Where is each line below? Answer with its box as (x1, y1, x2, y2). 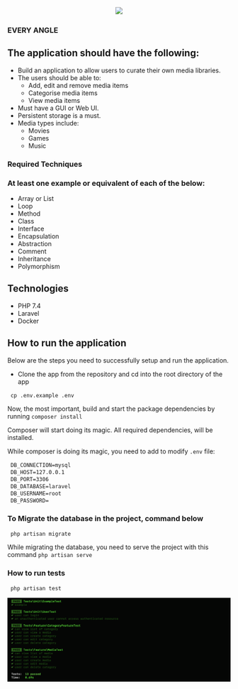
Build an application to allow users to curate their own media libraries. (17, 66, 221, 75)
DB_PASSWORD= (10, 497, 50, 504)
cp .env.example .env (10, 392, 74, 399)
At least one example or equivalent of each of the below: (7, 178, 205, 188)
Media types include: (17, 118, 79, 127)
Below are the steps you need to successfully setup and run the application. (7, 355, 229, 365)
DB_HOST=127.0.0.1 (10, 468, 65, 475)
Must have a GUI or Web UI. (17, 104, 99, 112)
